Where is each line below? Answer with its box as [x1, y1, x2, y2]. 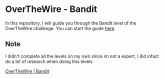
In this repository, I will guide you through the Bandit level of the [5, 20, 136, 26]
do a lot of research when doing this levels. [5, 58, 94, 64]
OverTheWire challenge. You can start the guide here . [5, 25, 116, 31]
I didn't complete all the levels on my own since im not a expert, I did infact [5, 53, 159, 59]
